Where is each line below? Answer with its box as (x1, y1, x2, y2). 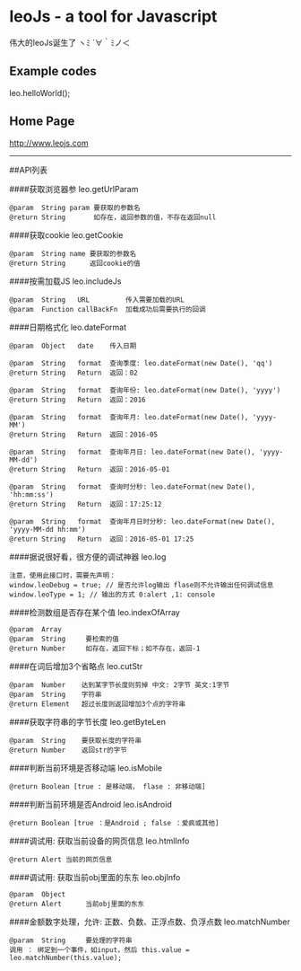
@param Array (9, 624, 63, 634)
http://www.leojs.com (9, 137, 89, 148)
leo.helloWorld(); (9, 87, 71, 98)
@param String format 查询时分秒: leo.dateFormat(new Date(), (9, 482, 255, 491)
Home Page (9, 114, 75, 129)
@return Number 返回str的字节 (9, 746, 127, 755)
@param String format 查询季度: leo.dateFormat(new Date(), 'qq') (9, 358, 273, 367)
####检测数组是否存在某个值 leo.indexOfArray (9, 606, 181, 617)
